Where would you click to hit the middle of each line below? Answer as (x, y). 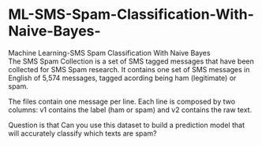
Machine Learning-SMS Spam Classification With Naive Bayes (109, 53)
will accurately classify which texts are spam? (82, 133)
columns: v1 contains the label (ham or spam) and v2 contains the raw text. (130, 109)
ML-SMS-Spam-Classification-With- (131, 15)
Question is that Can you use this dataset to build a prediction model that (126, 125)
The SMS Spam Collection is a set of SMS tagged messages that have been (131, 61)
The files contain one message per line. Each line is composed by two (122, 101)
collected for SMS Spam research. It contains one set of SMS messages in (129, 69)
